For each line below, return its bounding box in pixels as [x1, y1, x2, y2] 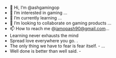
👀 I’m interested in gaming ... [9, 10, 68, 16]
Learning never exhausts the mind [9, 33, 79, 39]
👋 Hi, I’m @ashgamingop [9, 5, 60, 10]
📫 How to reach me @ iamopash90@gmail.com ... [9, 26, 110, 31]
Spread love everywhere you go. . [9, 38, 78, 43]
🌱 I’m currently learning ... [9, 15, 62, 20]
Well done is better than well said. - [9, 48, 81, 54]
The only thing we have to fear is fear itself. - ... [9, 43, 105, 49]
